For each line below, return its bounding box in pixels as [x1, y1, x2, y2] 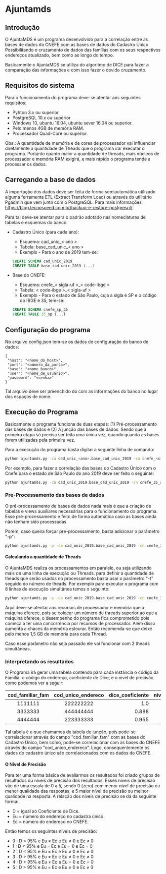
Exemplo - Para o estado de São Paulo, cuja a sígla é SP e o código [19, 292, 157, 298]
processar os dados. [5, 161, 47, 167]
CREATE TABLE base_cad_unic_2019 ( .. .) [12, 263, 95, 268]
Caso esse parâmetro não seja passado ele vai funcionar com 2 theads [5, 641, 150, 646]
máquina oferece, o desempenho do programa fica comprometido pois [5, 615, 150, 621]
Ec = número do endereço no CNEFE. [12, 819, 89, 825]
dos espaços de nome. [5, 393, 52, 400]
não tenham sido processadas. [5, 519, 68, 524]
